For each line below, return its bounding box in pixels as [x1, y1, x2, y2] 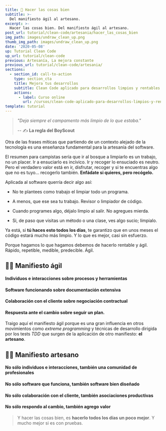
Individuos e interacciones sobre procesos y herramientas [5, 275, 127, 281]
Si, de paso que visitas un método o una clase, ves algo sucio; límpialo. [12, 217, 157, 223]
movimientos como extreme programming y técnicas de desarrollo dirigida [5, 325, 157, 332]
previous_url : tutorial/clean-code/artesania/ [5, 62, 103, 67]
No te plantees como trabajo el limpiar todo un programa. [12, 189, 129, 195]
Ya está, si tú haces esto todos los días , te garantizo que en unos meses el [5, 227, 158, 233]
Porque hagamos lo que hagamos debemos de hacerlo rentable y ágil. [5, 242, 148, 248]
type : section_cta [14, 76, 52, 81]
